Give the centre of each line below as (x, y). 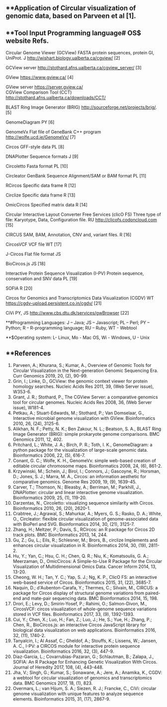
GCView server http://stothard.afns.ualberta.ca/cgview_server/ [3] (74, 68)
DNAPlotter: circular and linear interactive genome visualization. (78, 493)
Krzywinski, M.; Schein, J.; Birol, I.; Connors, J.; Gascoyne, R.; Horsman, (86, 471)
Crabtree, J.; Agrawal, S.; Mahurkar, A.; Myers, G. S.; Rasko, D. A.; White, (87, 514)
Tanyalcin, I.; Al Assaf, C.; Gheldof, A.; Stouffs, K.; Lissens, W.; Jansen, (85, 641)
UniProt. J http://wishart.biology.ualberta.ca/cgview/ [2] (63, 58)
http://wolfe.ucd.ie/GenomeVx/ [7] (41, 137)
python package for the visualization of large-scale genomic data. (80, 450)
